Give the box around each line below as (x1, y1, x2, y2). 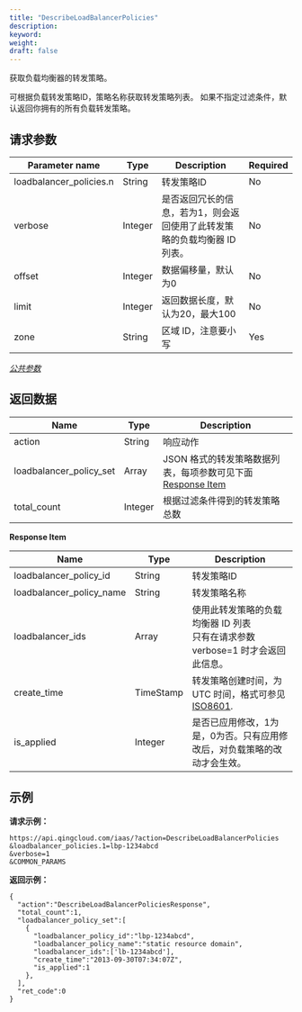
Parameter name (27, 158, 101, 171)
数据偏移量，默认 (161, 263, 235, 276)
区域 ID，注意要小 (161, 324, 236, 337)
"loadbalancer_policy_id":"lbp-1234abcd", (32, 931, 195, 941)
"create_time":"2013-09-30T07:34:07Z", (32, 955, 182, 964)
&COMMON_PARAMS (9, 857, 67, 866)
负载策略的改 (227, 743, 283, 755)
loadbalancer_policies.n (13, 175, 114, 187)
